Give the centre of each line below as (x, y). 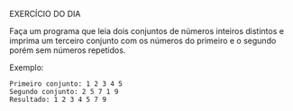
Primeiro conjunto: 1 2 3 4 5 (66, 84)
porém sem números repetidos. (68, 50)
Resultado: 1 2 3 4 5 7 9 (58, 99)
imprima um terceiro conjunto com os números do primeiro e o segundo (143, 41)
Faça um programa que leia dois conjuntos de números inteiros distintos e (146, 31)
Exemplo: (27, 68)
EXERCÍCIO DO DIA (45, 14)
